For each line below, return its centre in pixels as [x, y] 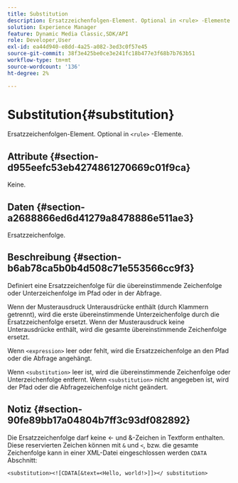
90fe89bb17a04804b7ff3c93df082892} [99, 420]
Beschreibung [39, 257]
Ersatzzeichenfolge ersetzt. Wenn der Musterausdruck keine [96, 322]
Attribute [28, 156]
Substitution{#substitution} [91, 115]
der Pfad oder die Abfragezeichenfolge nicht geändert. [88, 387]
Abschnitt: [22, 460]
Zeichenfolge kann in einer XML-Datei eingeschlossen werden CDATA [107, 453]
